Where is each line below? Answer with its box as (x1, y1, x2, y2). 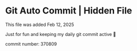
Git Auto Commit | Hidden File (5, 5, 132, 16)
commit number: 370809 (5, 40, 57, 47)
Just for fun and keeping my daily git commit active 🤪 (5, 31, 116, 37)
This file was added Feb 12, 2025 (5, 21, 74, 27)
